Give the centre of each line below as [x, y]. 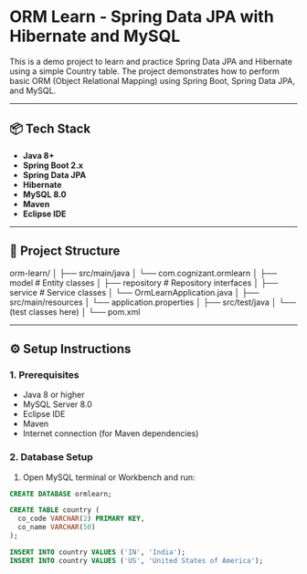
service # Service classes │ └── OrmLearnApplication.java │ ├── [134, 292]
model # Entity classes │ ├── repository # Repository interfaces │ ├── [144, 282]
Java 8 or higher [53, 395]
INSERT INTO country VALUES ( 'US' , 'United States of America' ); [136, 560]
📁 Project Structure [65, 251]
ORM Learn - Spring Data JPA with [142, 17]
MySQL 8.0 [44, 194]
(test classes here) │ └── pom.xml [75, 311]
